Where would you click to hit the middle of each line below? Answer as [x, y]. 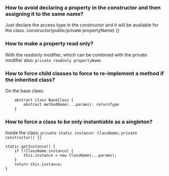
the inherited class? [30, 79]
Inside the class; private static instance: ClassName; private [71, 133]
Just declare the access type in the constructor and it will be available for [82, 25]
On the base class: [25, 91]
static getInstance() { [30, 146]
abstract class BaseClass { [44, 100]
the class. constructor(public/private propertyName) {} [62, 31]
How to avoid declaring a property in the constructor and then [83, 8]
